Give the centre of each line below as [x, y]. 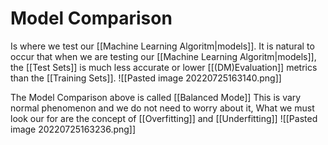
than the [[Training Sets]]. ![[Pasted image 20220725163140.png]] [146, 78]
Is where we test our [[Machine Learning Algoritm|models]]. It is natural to [162, 46]
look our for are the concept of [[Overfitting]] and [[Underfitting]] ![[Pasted [164, 118]
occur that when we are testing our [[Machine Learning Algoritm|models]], [163, 56]
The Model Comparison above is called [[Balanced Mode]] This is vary [156, 97]
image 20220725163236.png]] [73, 129]
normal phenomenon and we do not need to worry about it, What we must [162, 108]
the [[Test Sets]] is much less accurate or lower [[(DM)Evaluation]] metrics [164, 67]
